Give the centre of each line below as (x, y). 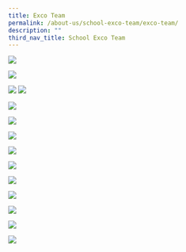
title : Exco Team (37, 15)
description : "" (35, 30)
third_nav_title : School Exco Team (67, 38)
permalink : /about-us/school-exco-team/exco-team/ (93, 23)
